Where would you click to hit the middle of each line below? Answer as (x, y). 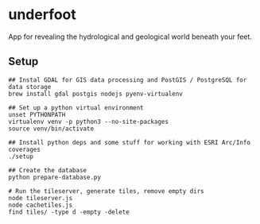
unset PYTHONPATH (37, 114)
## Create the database (48, 170)
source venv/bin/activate (51, 129)
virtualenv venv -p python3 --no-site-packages (89, 122)
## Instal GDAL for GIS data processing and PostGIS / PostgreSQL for (128, 80)
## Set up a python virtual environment (76, 108)
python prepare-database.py (55, 177)
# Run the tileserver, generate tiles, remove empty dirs (106, 191)
